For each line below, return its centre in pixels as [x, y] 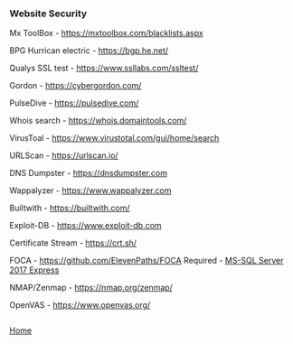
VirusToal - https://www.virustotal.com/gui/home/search [114, 138]
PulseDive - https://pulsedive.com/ [74, 103]
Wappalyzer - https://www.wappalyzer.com [90, 191]
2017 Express [34, 270]
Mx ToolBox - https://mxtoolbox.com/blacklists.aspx [106, 33]
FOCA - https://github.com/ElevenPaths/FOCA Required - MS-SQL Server [146, 261]
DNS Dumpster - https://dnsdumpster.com [88, 173]
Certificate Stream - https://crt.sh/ [73, 243]
